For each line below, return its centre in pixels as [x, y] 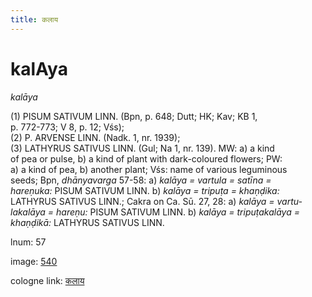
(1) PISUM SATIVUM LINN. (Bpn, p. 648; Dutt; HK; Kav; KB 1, [134, 116]
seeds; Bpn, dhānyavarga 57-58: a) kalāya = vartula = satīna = [141, 180]
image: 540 [34, 261]
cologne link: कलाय [47, 280]
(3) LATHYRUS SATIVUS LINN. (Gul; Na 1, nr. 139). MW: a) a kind [142, 148]
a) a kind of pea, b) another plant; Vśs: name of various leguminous [149, 169]
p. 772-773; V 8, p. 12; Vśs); [67, 127]
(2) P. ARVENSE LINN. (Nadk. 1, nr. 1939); [95, 137]
